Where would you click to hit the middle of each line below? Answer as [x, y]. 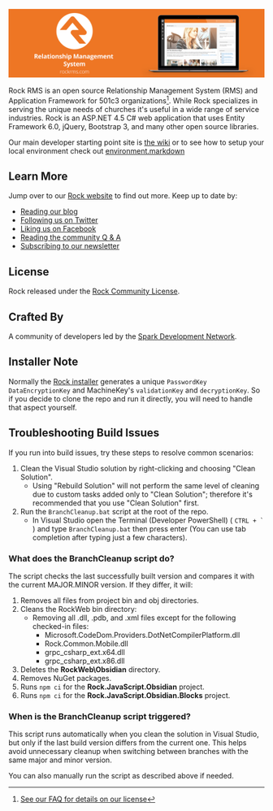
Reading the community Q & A [71, 237]
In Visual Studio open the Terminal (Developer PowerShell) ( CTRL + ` [148, 520]
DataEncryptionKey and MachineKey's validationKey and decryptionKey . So [134, 390]
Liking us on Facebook [58, 229]
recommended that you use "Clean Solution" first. [116, 503]
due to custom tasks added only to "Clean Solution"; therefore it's [143, 494]
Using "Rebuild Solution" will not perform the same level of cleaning [146, 485]
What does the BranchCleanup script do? [91, 558]
